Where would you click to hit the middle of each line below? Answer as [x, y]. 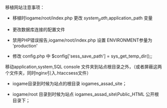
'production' [25, 45]
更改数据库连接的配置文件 [39, 29]
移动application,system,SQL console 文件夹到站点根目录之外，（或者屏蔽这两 [83, 66]
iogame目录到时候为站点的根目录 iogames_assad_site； [70, 83]
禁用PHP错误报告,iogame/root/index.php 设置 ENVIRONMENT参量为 [82, 40]
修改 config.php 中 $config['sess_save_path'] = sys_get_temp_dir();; [82, 56]
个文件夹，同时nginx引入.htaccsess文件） [48, 73]
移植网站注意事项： [25, 7]
